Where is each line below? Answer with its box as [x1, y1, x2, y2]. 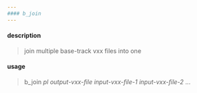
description [7, 32, 41, 40]
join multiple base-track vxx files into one [23, 46, 142, 55]
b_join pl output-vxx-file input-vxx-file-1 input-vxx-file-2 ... [23, 78, 191, 86]
